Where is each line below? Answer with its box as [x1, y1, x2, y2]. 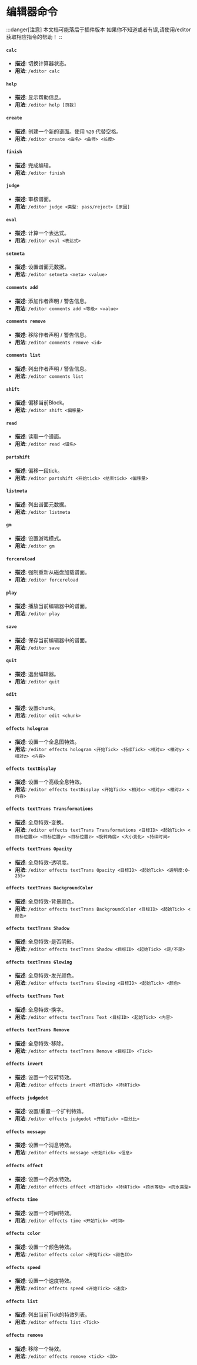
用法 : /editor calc [14, 67, 60, 74]
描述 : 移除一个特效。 [14, 1345, 65, 1352]
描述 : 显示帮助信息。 [14, 94, 65, 101]
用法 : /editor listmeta [14, 508, 71, 515]
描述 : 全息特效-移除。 [14, 1039, 67, 1047]
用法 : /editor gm [14, 542, 55, 549]
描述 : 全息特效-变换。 [14, 819, 67, 826]
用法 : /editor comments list [14, 372, 84, 380]
